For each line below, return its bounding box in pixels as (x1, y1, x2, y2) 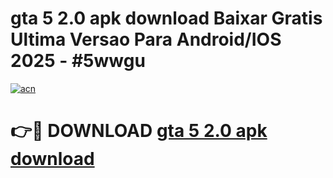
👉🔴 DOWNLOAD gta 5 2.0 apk (10, 120, 268, 142)
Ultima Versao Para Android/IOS (10, 28, 282, 51)
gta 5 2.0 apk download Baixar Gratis (10, 7, 323, 30)
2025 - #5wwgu (10, 50, 146, 72)
